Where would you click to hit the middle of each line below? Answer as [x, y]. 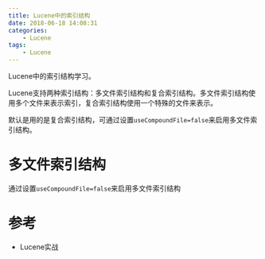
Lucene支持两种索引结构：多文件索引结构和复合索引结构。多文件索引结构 [129, 93]
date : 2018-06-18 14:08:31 [53, 23]
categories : [28, 30]
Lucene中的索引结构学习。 [52, 76]
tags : [17, 45]
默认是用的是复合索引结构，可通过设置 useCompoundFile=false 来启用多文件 [129, 120]
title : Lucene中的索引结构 [49, 15]
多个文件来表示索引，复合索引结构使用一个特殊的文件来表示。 [116, 103]
